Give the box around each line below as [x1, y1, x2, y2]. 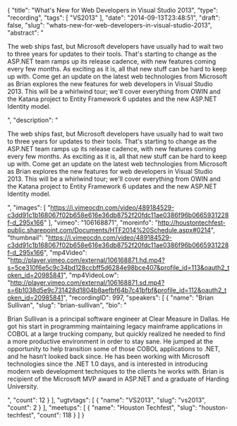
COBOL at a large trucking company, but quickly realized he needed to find [7, 330, 226, 338]
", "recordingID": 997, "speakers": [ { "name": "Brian [63, 293, 214, 302]
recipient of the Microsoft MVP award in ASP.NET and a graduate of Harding [7, 374, 229, 383]
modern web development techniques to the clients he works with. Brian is [7, 367, 224, 375]
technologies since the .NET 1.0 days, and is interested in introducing [7, 360, 208, 368]
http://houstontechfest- [157, 218, 226, 227]
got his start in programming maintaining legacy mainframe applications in [7, 322, 223, 331]
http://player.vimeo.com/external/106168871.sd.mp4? [10, 278, 165, 287]
